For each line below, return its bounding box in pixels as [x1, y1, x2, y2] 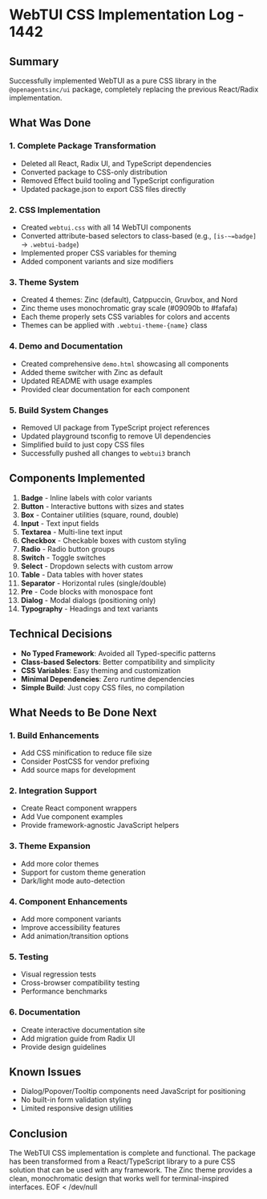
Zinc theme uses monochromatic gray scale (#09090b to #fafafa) [20, 304, 238, 313]
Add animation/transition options [20, 932, 129, 941]
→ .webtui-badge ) [20, 239, 79, 249]
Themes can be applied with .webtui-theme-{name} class [20, 320, 208, 330]
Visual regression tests [20, 969, 97, 979]
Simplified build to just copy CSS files [20, 439, 145, 449]
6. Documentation [9, 1006, 81, 1018]
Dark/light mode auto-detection [20, 875, 125, 885]
